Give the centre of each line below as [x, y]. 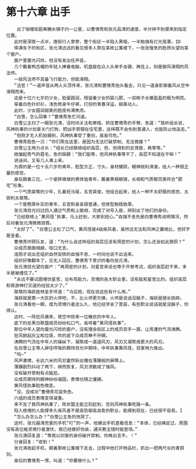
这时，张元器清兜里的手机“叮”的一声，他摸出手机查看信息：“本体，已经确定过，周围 [101, 423]
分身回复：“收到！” [34, 442]
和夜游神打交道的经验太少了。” [37, 285]
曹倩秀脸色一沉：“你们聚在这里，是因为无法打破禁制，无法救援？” [82, 142]
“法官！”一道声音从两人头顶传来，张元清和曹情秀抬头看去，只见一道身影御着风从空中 [102, 85]
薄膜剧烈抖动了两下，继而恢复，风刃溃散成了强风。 [66, 367]
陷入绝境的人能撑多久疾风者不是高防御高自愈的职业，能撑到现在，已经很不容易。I [98, 410]
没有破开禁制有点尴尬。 [38, 373]
